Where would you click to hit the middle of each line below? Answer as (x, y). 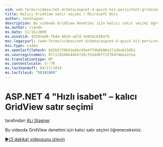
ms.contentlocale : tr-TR (30, 64)
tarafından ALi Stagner (27, 120)
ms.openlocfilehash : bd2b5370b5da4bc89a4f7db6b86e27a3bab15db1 (70, 50)
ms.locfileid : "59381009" (31, 73)
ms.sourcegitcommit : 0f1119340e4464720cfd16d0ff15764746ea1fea (70, 55)
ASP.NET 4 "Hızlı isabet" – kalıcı (71, 97)
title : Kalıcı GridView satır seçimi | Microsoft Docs (62, 14)
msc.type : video (21, 46)
